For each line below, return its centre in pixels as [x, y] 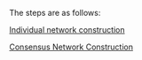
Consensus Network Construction [71, 47]
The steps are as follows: [55, 13]
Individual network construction [67, 30]
